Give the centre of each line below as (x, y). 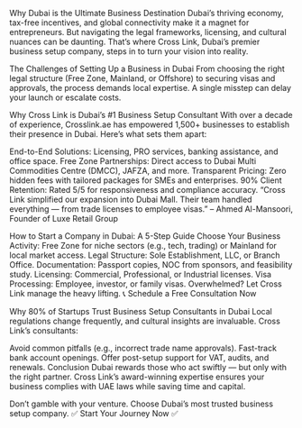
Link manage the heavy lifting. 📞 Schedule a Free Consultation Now (133, 293)
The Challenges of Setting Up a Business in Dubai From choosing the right (147, 68)
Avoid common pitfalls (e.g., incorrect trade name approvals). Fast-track (143, 348)
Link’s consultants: (44, 331)
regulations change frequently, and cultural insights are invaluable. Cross (145, 321)
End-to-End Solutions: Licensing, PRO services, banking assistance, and (144, 151)
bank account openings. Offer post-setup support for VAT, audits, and (139, 358)
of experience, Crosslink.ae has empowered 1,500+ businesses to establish (150, 124)
